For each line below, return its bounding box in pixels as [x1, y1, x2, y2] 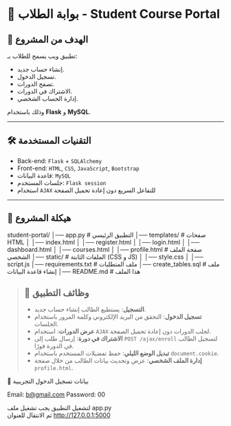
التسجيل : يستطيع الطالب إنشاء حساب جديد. [34, 306, 146, 314]
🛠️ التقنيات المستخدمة [7, 135, 91, 147]
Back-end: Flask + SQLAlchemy [16, 156, 102, 164]
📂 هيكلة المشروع [7, 213, 71, 224]
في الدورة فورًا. [34, 342, 74, 350]
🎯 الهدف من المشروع [7, 34, 89, 45]
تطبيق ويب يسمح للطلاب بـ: [7, 52, 78, 60]
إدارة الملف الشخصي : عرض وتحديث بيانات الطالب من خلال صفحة [34, 356, 202, 365]
